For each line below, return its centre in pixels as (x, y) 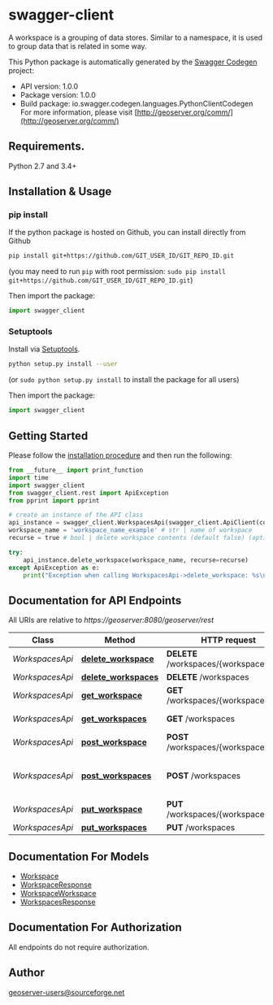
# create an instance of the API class (76, 515)
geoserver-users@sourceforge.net (67, 992)
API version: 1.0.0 (49, 86)
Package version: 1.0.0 (58, 94)
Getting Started (48, 435)
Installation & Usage (60, 191)
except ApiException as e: (54, 568)
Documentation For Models (79, 857)
